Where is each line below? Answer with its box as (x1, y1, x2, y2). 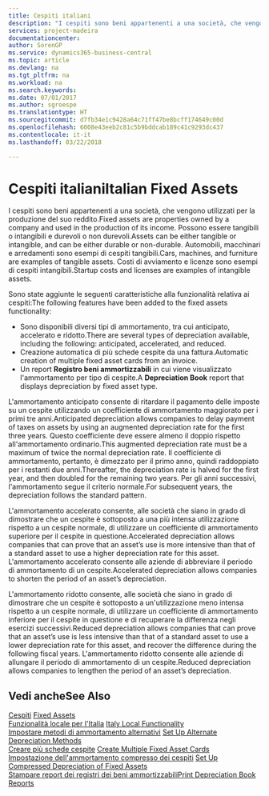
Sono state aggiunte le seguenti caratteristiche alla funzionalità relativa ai (8, 290, 250, 299)
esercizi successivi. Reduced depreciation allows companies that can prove (8, 623, 256, 633)
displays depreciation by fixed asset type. (19, 382, 158, 391)
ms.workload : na (8, 78, 62, 86)
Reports (8, 778, 34, 788)
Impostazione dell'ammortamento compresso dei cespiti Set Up (8, 753, 219, 762)
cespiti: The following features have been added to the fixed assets (8, 298, 228, 308)
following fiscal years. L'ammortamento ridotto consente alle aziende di (8, 649, 244, 658)
